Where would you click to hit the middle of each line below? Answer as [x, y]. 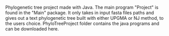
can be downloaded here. [32, 29]
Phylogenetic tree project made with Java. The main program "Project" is [82, 7]
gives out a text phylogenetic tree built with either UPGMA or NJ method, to [84, 18]
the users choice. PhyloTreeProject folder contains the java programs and [82, 23]
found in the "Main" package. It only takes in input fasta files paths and [80, 13]
